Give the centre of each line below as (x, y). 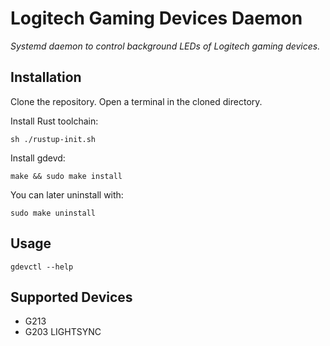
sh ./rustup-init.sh (53, 139)
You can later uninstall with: (67, 194)
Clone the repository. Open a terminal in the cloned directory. (136, 101)
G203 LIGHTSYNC (63, 332)
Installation (46, 77)
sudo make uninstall (53, 213)
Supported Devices (71, 297)
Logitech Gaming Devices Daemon (156, 18)
